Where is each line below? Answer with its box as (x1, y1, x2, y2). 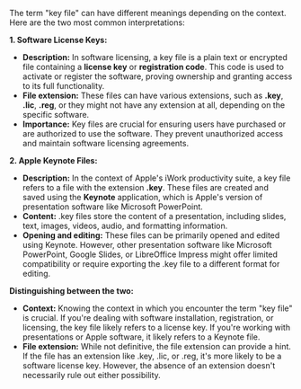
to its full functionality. (22, 81, 105, 91)
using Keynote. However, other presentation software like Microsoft (22, 240, 272, 250)
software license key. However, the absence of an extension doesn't (22, 360, 276, 371)
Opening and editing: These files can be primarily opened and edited (22, 230, 280, 241)
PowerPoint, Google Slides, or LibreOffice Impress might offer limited (22, 249, 279, 260)
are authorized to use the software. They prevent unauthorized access (22, 128, 284, 138)
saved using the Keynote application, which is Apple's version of (22, 192, 263, 202)
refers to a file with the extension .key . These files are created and (22, 182, 270, 192)
